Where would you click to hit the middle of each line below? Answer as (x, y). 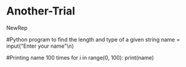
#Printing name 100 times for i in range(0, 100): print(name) (80, 57)
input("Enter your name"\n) (40, 46)
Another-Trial (41, 11)
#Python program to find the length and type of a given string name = (93, 39)
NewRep (17, 28)
